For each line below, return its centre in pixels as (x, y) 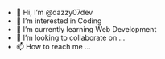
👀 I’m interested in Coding (59, 21)
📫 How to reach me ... (53, 47)
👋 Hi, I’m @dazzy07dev (54, 12)
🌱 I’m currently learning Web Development (86, 29)
